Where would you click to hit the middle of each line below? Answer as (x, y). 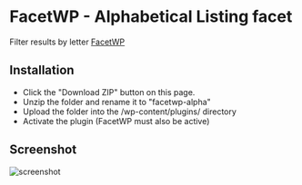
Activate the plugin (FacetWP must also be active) (116, 121)
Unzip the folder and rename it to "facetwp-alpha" (116, 102)
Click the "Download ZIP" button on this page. (109, 92)
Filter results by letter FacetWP (67, 42)
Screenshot (43, 150)
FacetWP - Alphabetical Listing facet (151, 17)
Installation (42, 70)
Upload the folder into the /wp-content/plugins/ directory (129, 112)
